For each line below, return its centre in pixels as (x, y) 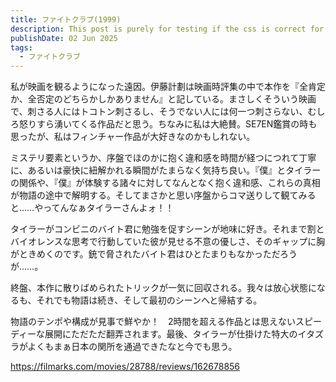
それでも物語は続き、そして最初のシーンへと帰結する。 (149, 300)
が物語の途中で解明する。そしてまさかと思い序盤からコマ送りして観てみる (163, 195)
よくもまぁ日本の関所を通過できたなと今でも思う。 (132, 347)
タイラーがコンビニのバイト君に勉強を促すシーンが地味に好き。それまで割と (167, 229)
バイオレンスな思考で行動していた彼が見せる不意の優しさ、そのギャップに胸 (168, 242)
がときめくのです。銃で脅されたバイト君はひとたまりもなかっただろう (154, 254)
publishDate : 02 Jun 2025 (64, 38)
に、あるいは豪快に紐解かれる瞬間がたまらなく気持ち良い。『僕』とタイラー (166, 170)
